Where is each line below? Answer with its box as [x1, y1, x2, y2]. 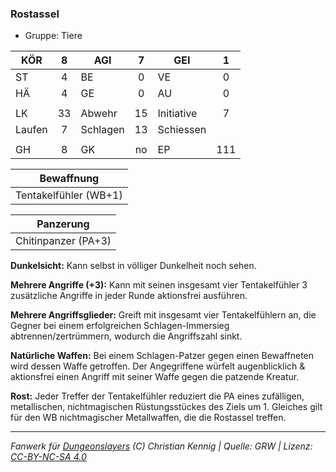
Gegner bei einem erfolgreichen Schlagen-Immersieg [10, 320, 230, 332]
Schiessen [157, 123, 207, 137]
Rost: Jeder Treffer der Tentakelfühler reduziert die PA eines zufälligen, [10, 390, 305, 402]
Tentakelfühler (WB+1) [15, 188, 123, 202]
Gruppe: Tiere [24, 30, 83, 42]
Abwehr [80, 107, 118, 121]
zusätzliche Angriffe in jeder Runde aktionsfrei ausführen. [10, 290, 248, 302]
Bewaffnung [39, 172, 100, 186]
